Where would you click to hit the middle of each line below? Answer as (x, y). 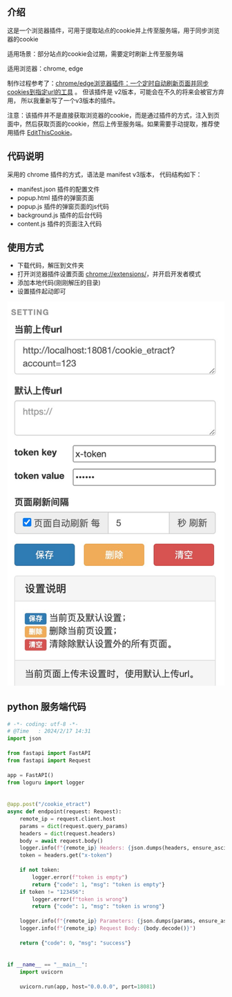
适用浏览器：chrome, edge (45, 68)
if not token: (40, 870)
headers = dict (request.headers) (68, 833)
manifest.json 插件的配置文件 (58, 189)
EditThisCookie (48, 132)
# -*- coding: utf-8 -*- (43, 724)
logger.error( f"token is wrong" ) (80, 899)
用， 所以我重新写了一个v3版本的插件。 (63, 100)
